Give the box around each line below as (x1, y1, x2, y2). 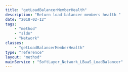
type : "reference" (5, 50, 44, 55)
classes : (5, 41, 24, 46)
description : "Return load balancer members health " (5, 12, 121, 17)
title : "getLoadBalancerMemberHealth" (5, 7, 87, 13)
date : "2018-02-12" (5, 17, 47, 22)
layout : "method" (5, 54, 42, 60)
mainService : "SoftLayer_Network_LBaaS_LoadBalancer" (5, 59, 123, 64)
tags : (5, 21, 17, 27)
